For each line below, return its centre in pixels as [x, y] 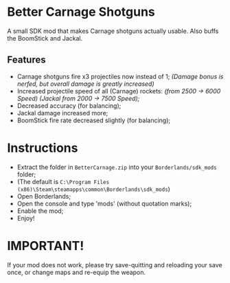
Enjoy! [26, 218]
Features [26, 60]
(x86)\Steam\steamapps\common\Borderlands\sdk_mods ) [93, 189]
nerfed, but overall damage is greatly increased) [85, 84]
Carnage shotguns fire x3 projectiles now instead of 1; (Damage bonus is [120, 76]
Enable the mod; [40, 211]
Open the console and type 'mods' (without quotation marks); [104, 203]
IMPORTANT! [46, 246]
